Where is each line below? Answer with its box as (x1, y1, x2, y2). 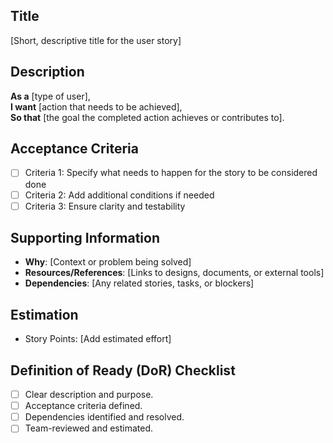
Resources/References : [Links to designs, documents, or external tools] (24, 267, 325, 279)
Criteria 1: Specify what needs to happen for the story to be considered (24, 167, 318, 179)
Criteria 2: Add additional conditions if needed (24, 189, 215, 201)
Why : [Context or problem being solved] (24, 256, 192, 268)
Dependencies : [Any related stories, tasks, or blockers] (24, 277, 255, 289)
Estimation (10, 306, 79, 323)
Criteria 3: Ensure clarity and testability (24, 200, 186, 212)
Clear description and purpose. (24, 389, 154, 401)
